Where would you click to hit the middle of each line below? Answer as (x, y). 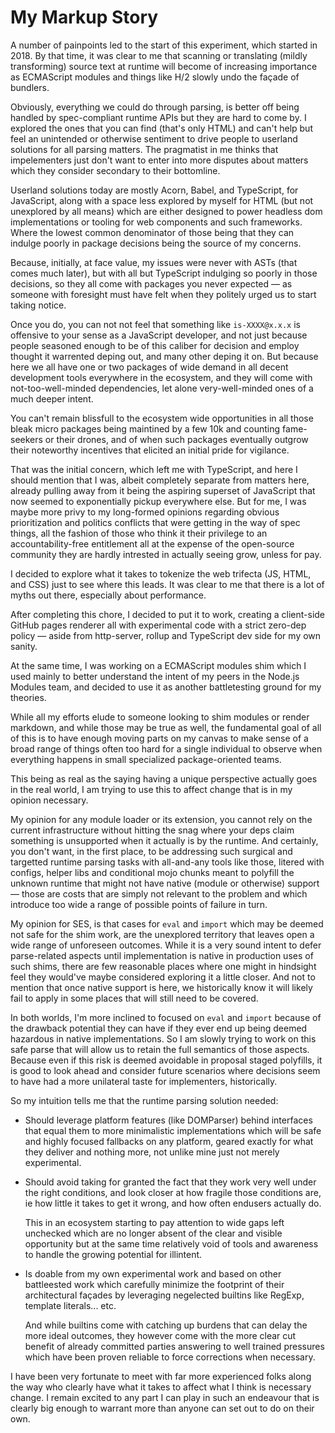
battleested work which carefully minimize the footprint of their (154, 1284)
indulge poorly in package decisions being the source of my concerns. (156, 243)
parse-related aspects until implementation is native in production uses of (162, 955)
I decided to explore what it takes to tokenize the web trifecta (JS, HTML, (161, 573)
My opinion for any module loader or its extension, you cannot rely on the (161, 819)
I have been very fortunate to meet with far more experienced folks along (161, 1376)
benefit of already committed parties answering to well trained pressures (174, 1346)
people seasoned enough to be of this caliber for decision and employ (155, 345)
